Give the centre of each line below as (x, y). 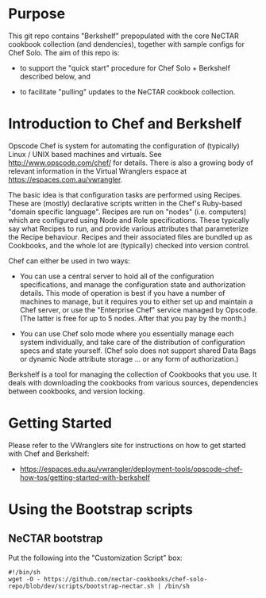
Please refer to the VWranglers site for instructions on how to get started (127, 445)
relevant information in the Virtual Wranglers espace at (98, 171)
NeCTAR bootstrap (56, 539)
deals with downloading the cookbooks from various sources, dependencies (133, 382)
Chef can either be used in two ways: (69, 261)
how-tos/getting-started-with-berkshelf (85, 477)
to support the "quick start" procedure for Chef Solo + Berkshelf (125, 67)
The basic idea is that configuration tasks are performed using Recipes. (125, 194)
